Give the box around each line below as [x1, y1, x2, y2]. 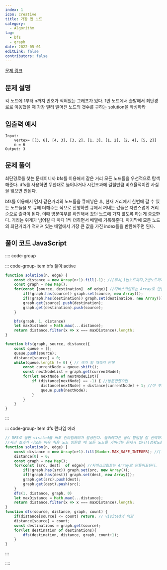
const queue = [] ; [14, 346, 52, 351]
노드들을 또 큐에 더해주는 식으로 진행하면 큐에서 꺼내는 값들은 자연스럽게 [10, 204, 150, 210]
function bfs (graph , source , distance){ [5, 341, 90, 346]
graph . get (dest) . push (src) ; [23, 482, 81, 487]
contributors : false [5, 53, 48, 59]
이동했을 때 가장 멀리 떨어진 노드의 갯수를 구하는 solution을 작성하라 [14, 104, 146, 110]
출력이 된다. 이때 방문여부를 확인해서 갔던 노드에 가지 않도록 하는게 [18, 211, 147, 217]
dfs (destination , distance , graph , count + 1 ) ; [23, 532, 119, 537]
